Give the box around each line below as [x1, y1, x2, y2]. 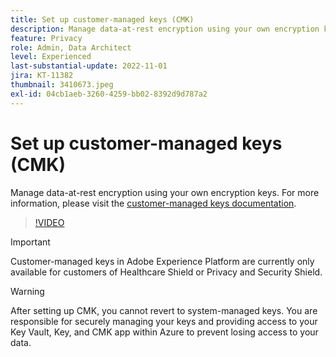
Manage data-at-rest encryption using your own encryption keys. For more [10, 186, 320, 198]
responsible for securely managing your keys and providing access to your [10, 315, 318, 327]
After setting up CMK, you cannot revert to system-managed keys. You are [10, 304, 318, 316]
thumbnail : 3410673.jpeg [10, 80, 114, 90]
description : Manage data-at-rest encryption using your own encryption [10, 24, 320, 34]
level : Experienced [10, 52, 92, 62]
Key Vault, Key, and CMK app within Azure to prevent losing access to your [10, 326, 319, 338]
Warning [10, 285, 45, 297]
